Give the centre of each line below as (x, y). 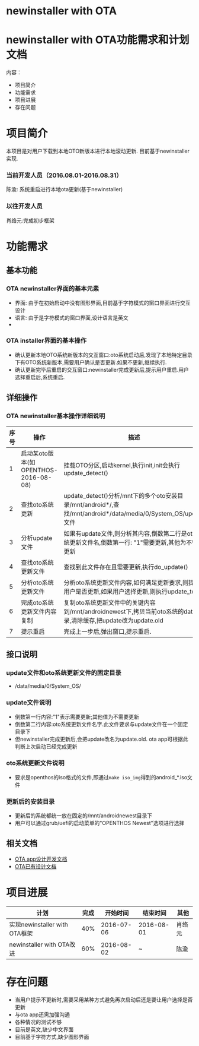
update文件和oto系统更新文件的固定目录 (64, 672)
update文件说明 (29, 703)
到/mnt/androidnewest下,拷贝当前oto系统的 (124, 611)
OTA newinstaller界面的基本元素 (53, 289)
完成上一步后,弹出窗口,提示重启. (108, 631)
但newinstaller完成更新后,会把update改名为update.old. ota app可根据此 (101, 739)
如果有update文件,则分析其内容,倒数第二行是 (126, 533)
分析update (37, 538)
